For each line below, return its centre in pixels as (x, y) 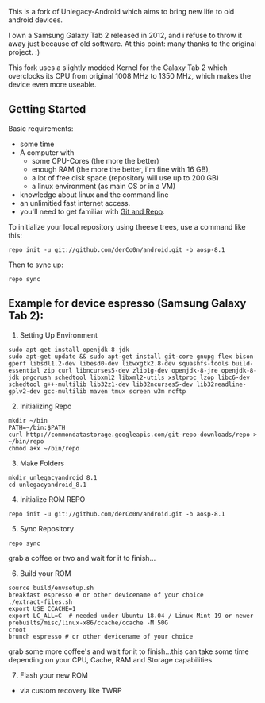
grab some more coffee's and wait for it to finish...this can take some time (129, 651)
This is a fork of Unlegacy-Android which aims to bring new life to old (121, 12)
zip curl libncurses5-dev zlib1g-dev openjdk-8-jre (131, 370)
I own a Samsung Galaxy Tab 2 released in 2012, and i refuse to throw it (125, 35)
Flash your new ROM (54, 675)
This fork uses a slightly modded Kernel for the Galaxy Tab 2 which (118, 68)
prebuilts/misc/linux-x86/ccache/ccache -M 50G (88, 623)
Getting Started (47, 109)
